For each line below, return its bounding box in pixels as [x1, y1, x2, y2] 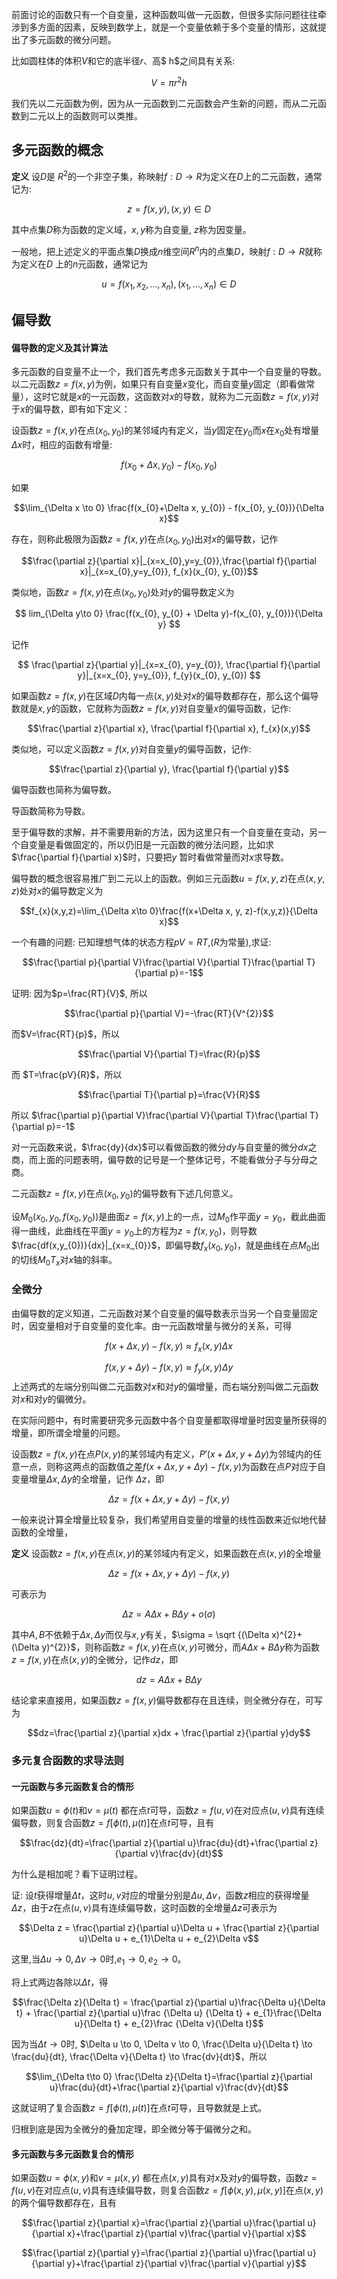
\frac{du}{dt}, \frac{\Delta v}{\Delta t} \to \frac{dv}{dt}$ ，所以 [11, 2051, 268, 2063]
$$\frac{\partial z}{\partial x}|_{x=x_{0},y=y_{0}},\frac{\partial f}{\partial [21, 554, 317, 567]
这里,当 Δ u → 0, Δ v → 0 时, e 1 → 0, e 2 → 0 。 [11, 1953, 187, 1968]
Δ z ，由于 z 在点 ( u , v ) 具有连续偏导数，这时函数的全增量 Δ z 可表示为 [11, 1902, 278, 1914]
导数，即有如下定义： [42, 403, 131, 415]
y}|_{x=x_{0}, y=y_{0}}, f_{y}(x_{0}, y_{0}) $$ [77, 669, 261, 682]
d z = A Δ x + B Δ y [135, 1674, 203, 1686]
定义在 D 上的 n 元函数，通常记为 [19, 258, 149, 270]
